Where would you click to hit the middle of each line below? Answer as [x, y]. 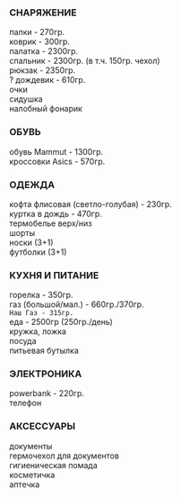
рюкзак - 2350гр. [43, 70]
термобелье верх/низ [51, 223]
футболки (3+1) [38, 252]
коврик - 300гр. [39, 41]
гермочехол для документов [64, 456]
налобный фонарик [46, 109]
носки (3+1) [31, 242]
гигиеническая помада [53, 465]
